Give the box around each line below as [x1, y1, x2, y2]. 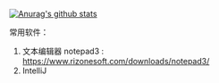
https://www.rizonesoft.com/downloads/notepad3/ [21, 56, 210, 66]
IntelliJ [21, 65, 47, 76]
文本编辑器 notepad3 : [21, 46, 105, 56]
